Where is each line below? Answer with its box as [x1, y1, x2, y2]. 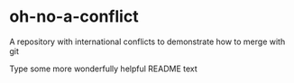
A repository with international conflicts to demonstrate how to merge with [9, 36, 286, 47]
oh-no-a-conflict [9, 6, 139, 27]
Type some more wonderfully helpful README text [9, 63, 198, 74]
